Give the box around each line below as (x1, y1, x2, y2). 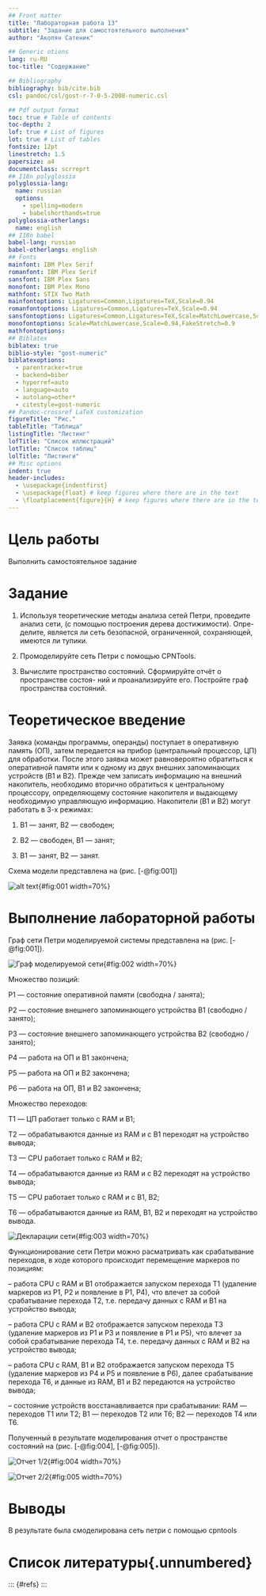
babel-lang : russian (8, 238, 77, 246)
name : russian (15, 187, 62, 195)
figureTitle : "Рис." (8, 415, 77, 424)
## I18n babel (8, 231, 55, 239)
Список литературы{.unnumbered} (8, 1553, 253, 1571)
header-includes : (8, 474, 66, 482)
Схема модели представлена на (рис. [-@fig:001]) (8, 866, 178, 875)
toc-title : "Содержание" (8, 63, 90, 71)
